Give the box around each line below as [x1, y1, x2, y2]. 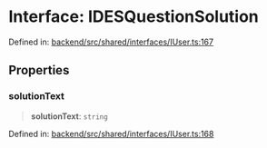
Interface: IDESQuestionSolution [8, 6, 260, 27]
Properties [8, 63, 70, 78]
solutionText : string [30, 111, 108, 122]
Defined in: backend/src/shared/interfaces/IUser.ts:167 [8, 36, 214, 47]
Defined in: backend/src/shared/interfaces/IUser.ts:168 [8, 128, 214, 139]
